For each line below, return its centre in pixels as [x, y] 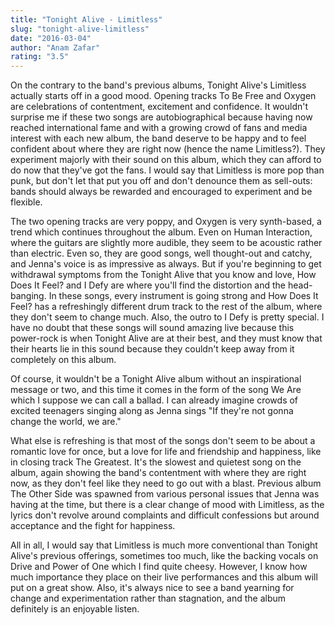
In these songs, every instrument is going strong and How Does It [183, 296]
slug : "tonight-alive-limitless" [80, 29]
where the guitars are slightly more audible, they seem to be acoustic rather [166, 243]
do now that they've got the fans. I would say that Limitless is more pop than [167, 170]
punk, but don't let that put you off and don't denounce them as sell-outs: [161, 181]
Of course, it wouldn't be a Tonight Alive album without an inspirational [156, 379]
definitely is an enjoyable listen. [75, 609]
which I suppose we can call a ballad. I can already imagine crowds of [154, 400]
